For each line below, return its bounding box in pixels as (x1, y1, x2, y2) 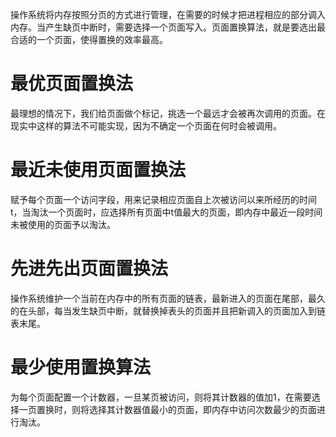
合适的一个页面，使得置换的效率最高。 (10, 34, 168, 45)
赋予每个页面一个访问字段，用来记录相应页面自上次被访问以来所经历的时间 (10, 193, 317, 205)
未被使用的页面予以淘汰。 (10, 218, 116, 230)
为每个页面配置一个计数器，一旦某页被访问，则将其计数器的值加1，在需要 (10, 391, 312, 403)
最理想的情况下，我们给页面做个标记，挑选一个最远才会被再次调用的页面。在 (10, 107, 326, 119)
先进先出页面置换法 (10, 258, 169, 280)
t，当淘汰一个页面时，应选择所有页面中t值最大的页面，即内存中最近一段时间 (10, 206, 323, 218)
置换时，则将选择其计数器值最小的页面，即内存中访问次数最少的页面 (36, 403, 317, 415)
